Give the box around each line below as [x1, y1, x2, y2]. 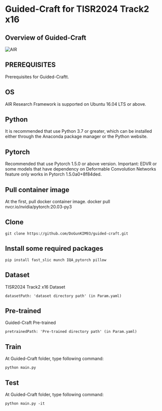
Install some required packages [5, 244, 104, 253]
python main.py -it [5, 401, 45, 406]
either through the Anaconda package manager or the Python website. [5, 134, 148, 140]
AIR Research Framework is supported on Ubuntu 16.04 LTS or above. [5, 101, 146, 107]
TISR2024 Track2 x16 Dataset [5, 284, 65, 290]
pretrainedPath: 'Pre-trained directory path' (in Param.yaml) [5, 329, 137, 334]
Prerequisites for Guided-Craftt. [5, 74, 69, 80]
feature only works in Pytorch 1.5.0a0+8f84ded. [5, 171, 102, 177]
